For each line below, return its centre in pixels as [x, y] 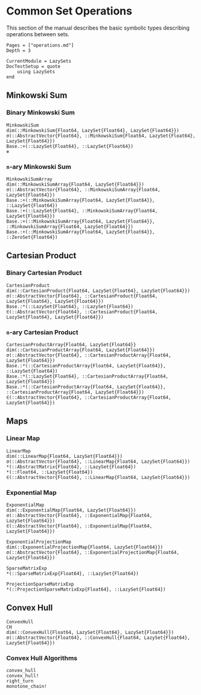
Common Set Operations [69, 11]
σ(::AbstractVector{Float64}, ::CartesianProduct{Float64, [82, 296]
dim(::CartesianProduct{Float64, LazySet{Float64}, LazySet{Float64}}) [98, 291]
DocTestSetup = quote [33, 66]
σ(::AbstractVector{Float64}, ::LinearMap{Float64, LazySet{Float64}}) [98, 462]
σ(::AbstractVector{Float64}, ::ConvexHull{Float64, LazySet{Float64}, [98, 638]
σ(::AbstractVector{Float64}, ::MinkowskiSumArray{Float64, [84, 189]
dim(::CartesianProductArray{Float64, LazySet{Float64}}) [81, 350]
